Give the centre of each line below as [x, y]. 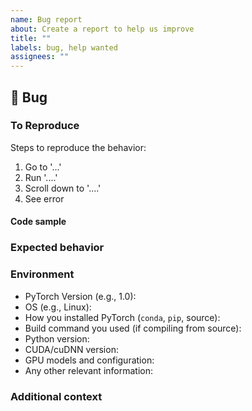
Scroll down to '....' [63, 188]
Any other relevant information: [88, 370]
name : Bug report [46, 19]
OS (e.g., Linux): [58, 307]
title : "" [31, 38]
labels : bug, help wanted [64, 47]
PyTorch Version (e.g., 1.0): [80, 296]
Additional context [56, 396]
